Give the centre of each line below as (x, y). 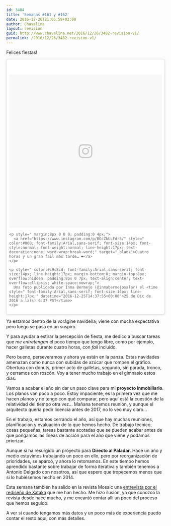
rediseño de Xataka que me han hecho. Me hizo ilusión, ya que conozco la (83, 492)
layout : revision (24, 29)
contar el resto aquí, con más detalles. (46, 518)
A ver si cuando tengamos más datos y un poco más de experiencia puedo (84, 513)
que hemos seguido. (27, 503)
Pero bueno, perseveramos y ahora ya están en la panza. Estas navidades (83, 357)
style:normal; (24, 248)
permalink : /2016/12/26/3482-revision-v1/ (51, 38)
